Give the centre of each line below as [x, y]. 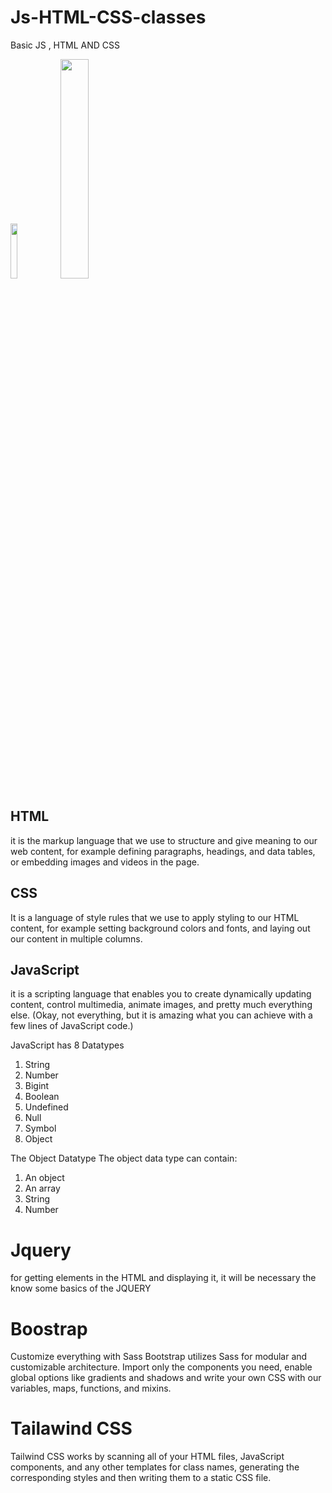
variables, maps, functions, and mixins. [91, 1388]
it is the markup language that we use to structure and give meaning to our [164, 840]
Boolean [42, 1097]
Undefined [46, 1107]
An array [42, 1188]
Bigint [37, 1086]
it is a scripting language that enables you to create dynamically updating [161, 994]
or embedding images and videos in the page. [105, 862]
